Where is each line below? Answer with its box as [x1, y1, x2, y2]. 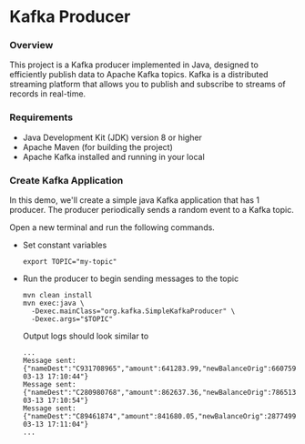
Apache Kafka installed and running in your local [22, 151, 205, 162]
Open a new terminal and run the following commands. [9, 222, 216, 233]
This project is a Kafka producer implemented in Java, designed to [9, 59, 259, 70]
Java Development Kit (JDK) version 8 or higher [22, 132, 203, 143]
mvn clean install [22, 291, 93, 300]
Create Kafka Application [9, 174, 124, 187]
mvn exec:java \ [22, 298, 85, 308]
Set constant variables [22, 239, 107, 251]
